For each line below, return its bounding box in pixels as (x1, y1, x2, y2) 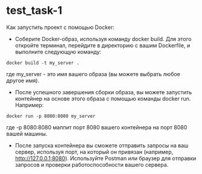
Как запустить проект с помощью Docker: (6, 24, 115, 31)
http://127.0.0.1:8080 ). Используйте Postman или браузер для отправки (14, 155, 197, 162)
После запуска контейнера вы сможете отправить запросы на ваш (14, 141, 189, 149)
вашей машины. (6, 130, 48, 137)
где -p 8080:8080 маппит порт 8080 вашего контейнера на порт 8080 (6, 123, 188, 130)
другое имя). (6, 77, 40, 84)
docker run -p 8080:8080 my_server (6, 113, 96, 119)
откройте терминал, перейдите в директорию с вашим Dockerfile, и (14, 42, 191, 49)
